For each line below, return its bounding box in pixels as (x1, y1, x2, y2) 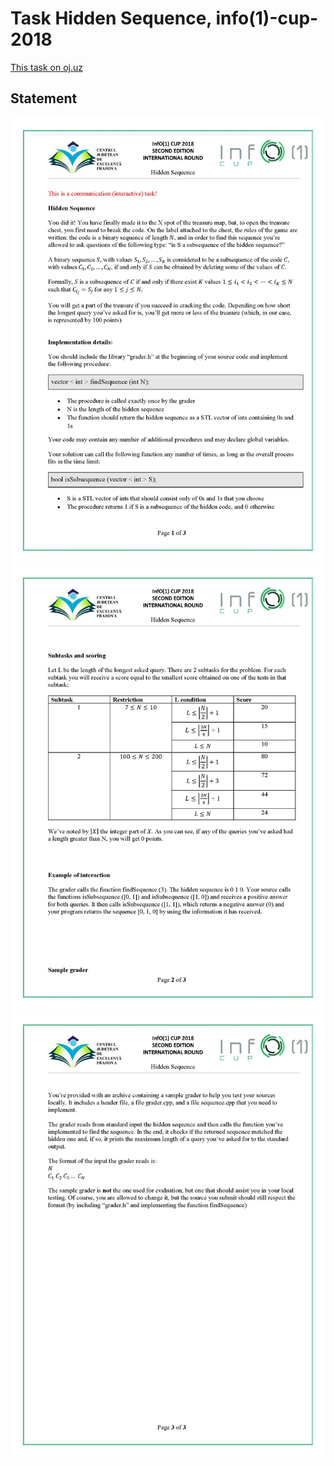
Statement (10, 90, 78, 107)
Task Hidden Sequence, (10, 7, 212, 30)
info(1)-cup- (215, 7, 319, 30)
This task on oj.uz (10, 61, 83, 73)
